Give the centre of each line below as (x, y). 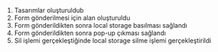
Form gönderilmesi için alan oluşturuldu (72, 18)
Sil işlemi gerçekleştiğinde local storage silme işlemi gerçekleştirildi (113, 41)
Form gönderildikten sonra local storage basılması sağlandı (100, 25)
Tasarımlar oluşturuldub (49, 10)
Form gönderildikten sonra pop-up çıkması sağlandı (90, 33)
